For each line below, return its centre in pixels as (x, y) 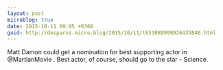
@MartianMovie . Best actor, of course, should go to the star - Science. (108, 60)
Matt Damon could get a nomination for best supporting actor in (97, 52)
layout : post (26, 13)
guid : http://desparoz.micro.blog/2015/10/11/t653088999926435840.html (111, 33)
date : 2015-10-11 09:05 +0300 (50, 26)
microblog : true (30, 20)
